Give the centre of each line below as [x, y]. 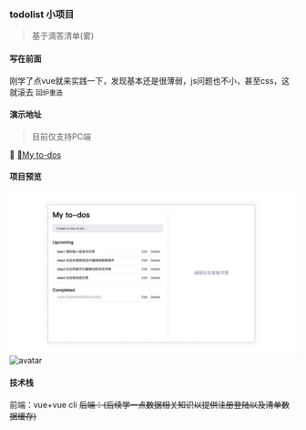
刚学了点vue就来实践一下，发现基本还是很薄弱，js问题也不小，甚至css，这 [149, 80]
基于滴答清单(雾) [63, 36]
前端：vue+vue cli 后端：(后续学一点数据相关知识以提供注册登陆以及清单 [146, 404]
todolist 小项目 [42, 14]
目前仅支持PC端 [61, 136]
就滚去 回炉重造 [36, 92]
